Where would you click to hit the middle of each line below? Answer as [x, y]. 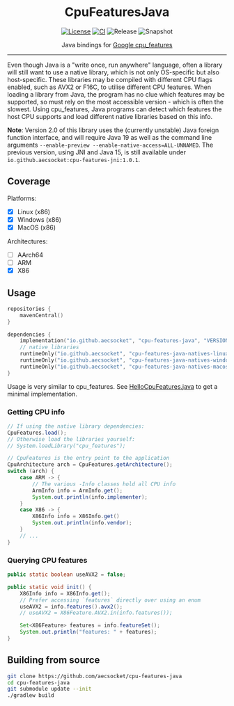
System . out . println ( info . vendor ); [82, 523]
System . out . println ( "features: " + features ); [88, 632]
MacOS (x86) [37, 227]
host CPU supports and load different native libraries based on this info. [110, 116]
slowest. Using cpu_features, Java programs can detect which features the [115, 109]
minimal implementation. [42, 394]
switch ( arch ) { [31, 471]
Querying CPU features [47, 560]
